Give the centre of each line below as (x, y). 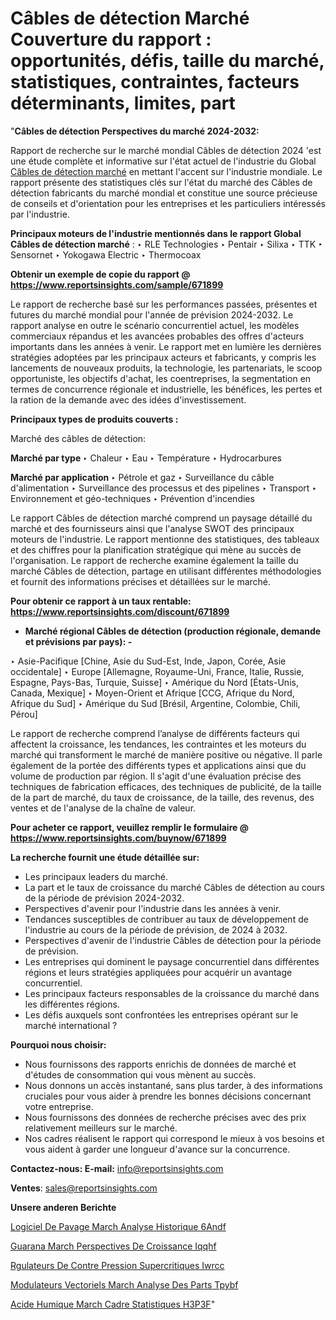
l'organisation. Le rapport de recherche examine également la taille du (154, 560)
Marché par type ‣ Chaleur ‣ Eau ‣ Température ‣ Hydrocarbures (146, 458)
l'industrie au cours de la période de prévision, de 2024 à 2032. (156, 929)
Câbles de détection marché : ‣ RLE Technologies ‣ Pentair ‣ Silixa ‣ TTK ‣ (166, 244)
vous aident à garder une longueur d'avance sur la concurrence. (157, 1149)
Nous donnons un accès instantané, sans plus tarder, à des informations (173, 1085)
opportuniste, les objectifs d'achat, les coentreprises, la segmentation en (161, 378)
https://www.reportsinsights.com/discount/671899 (120, 611)
